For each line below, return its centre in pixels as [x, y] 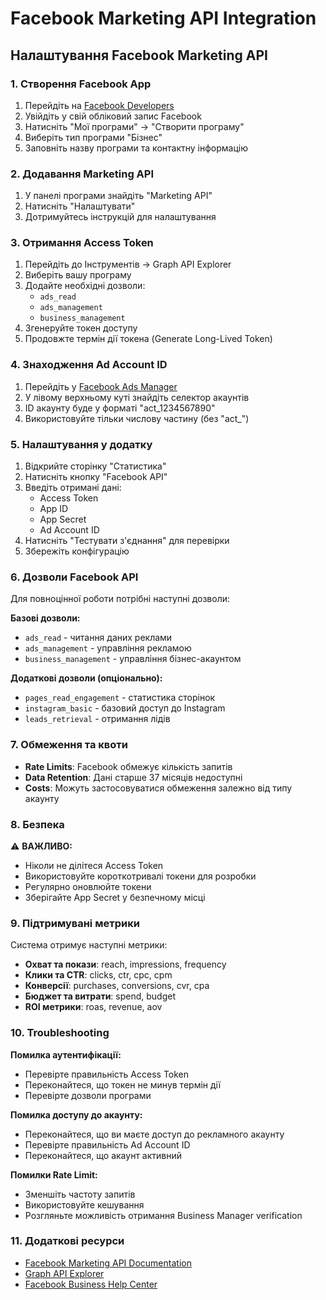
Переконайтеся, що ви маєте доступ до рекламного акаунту [154, 1134]
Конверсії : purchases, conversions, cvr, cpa [117, 986]
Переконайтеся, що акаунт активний [103, 1155]
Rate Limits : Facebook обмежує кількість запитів [128, 766]
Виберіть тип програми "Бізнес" [93, 137]
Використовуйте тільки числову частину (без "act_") [137, 418]
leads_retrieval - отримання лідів [97, 719]
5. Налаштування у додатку [81, 444]
